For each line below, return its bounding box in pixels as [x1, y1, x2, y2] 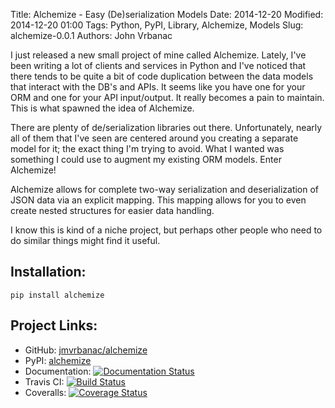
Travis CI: [24, 375, 65, 388]
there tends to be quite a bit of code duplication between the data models [10, 70, 314, 82]
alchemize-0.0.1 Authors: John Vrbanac [10, 30, 173, 41]
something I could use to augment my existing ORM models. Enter [10, 154, 282, 165]
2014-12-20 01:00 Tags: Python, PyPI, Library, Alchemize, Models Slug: [10, 19, 304, 31]
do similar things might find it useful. [10, 235, 161, 246]
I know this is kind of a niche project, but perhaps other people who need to [10, 224, 323, 236]
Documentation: [24, 365, 92, 377]
